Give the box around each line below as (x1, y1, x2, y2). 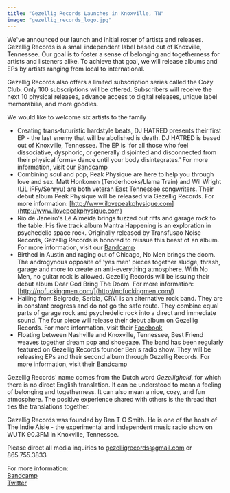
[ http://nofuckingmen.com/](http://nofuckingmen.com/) (16, 286, 175, 295)
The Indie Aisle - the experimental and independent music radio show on (7, 423, 213, 431)
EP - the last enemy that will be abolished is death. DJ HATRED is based (16, 133, 221, 141)
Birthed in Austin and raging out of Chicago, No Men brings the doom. (16, 250, 216, 258)
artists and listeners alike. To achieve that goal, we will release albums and (7, 57, 218, 65)
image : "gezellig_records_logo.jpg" (7, 16, 112, 23)
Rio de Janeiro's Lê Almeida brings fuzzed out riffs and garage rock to (16, 214, 216, 222)
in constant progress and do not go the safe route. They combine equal (16, 301, 219, 310)
